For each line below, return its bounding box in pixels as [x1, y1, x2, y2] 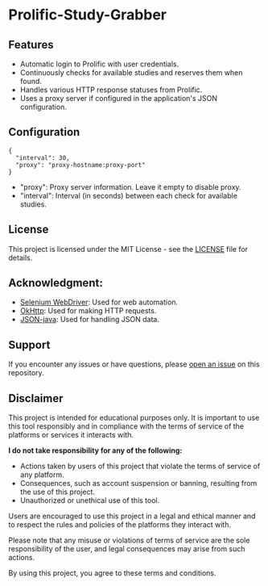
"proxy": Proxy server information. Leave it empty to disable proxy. [19, 182, 241, 191]
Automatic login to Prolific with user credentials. [19, 59, 179, 69]
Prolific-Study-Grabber [8, 6, 167, 24]
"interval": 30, [15, 153, 70, 162]
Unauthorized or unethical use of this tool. [19, 496, 160, 505]
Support [8, 337, 51, 352]
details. [8, 253, 33, 262]
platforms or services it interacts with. [8, 430, 134, 440]
